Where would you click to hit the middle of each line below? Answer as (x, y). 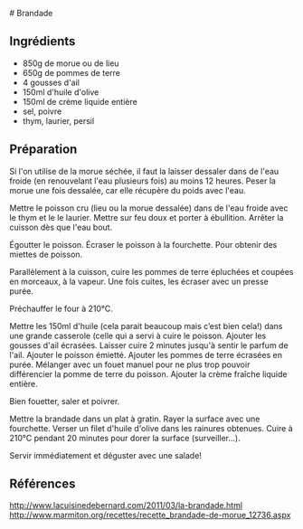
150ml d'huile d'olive (61, 92)
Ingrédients (43, 41)
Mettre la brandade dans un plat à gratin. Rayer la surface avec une (135, 419)
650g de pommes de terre (71, 72)
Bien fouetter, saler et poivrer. (65, 401)
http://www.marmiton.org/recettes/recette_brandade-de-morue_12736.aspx (150, 515)
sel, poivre (42, 111)
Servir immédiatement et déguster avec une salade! (105, 455)
